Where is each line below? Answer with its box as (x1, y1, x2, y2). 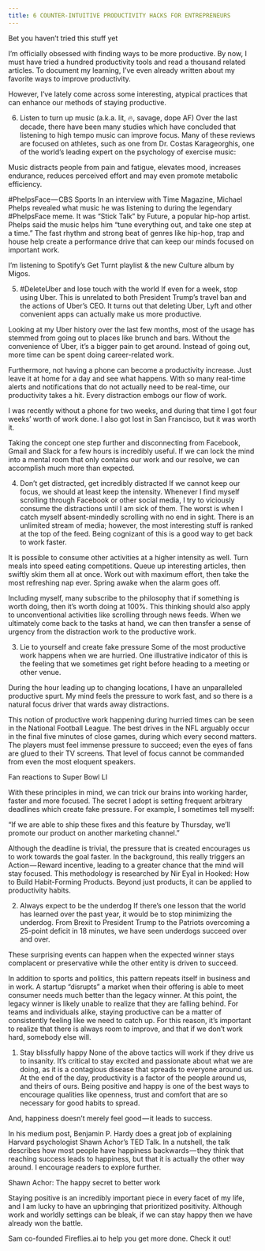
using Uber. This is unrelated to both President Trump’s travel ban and (19, 292, 247, 301)
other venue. (19, 667, 62, 677)
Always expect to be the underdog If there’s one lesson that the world (19, 900, 246, 910)
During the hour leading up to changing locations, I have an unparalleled (8, 682, 243, 692)
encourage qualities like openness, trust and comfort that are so (19, 1090, 229, 1099)
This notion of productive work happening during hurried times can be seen (8, 715, 255, 724)
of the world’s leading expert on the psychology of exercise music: (19, 147, 237, 157)
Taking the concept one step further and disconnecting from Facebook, (8, 438, 241, 447)
